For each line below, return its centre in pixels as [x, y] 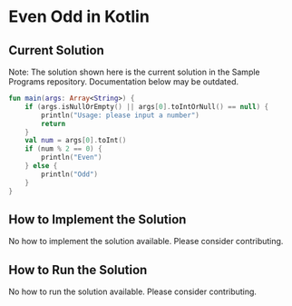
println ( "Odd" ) [70, 174]
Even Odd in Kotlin [79, 17]
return [54, 123]
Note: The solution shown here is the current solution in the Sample [134, 72]
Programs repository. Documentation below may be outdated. [124, 82]
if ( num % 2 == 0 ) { [63, 149]
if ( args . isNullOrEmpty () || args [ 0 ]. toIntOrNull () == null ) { [147, 106]
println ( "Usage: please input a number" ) [121, 115]
